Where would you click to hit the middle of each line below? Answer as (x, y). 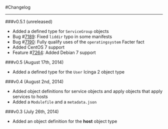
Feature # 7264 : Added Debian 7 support (54, 52)
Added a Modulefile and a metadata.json (54, 102)
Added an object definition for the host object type (65, 121)
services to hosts (30, 96)
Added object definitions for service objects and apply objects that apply (87, 91)
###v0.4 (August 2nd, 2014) (34, 81)
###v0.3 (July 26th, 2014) (32, 111)
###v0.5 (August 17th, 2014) (34, 62)
